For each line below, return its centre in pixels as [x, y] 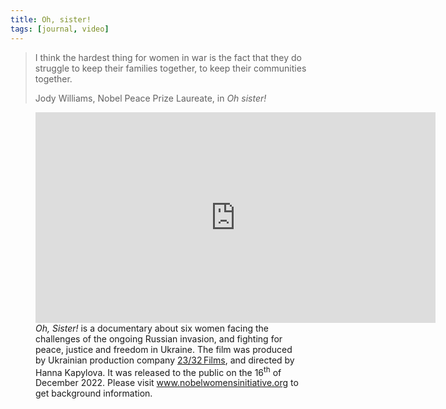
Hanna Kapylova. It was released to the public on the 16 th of [158, 371]
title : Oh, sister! [51, 19]
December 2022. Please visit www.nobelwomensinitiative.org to [167, 383]
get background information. [94, 393]
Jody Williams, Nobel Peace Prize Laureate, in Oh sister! [150, 98]
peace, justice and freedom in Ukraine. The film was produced [164, 349]
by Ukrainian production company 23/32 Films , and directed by [165, 360]
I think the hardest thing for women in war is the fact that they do [168, 57]
